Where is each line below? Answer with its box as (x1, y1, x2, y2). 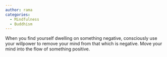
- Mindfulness (10, 17, 39, 22)
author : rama (5, 7, 33, 13)
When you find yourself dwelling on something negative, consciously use (5, 35, 157, 41)
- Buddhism (10, 21, 33, 27)
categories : (5, 12, 30, 17)
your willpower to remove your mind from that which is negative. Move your (5, 41, 162, 47)
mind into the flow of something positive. (5, 46, 90, 52)
